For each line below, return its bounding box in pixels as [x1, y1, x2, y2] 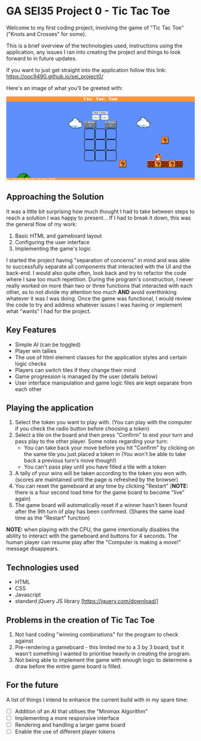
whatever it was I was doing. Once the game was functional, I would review [6, 295, 192, 302]
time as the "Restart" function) [14, 514, 90, 521]
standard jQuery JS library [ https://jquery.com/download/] [14, 598, 159, 605]
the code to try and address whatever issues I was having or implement [6, 301, 182, 308]
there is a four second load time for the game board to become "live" [14, 489, 185, 496]
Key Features [6, 325, 57, 335]
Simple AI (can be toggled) [14, 341, 81, 348]
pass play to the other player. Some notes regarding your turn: [14, 438, 169, 445]
